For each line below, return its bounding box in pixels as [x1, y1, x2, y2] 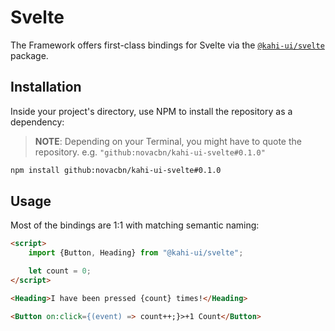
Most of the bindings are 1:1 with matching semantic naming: [10, 219, 260, 231]
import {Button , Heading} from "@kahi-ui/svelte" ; [28, 248, 244, 258]
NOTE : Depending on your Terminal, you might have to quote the [34, 135, 302, 147]
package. [10, 49, 49, 61]
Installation [10, 79, 82, 96]
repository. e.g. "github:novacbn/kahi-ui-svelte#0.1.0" [34, 146, 266, 158]
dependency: [10, 116, 65, 128]
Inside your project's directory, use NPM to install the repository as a [10, 105, 293, 117]
